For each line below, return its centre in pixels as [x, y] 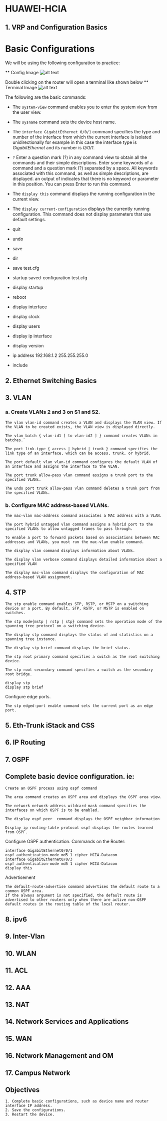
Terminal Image [21, 87]
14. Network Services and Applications [67, 1021]
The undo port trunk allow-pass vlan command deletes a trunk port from [82, 488]
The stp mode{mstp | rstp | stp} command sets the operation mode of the [84, 621]
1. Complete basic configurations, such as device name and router [77, 1101]
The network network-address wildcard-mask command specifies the [76, 806]
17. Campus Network [38, 1073]
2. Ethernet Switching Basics [51, 381]
